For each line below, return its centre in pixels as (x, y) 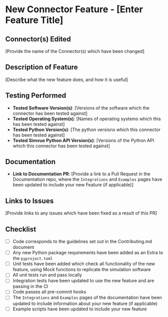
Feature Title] (34, 20)
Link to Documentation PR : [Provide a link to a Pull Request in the (81, 174)
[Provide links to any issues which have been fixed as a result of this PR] (81, 213)
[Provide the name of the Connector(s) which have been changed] (75, 51)
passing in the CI (30, 286)
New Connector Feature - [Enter (74, 9)
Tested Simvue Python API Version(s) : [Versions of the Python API (83, 140)
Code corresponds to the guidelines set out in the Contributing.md (82, 242)
